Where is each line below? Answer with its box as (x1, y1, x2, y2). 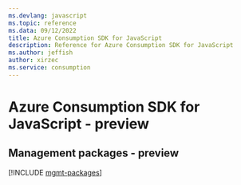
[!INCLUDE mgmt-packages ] (8, 167, 102, 177)
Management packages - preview (8, 147, 180, 160)
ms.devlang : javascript (8, 11, 88, 20)
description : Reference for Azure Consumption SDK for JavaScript (8, 41, 234, 49)
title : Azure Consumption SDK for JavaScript (8, 33, 162, 42)
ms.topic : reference (8, 19, 77, 27)
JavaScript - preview (8, 115, 150, 132)
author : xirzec (8, 57, 59, 65)
